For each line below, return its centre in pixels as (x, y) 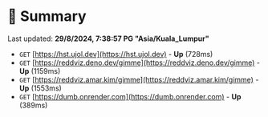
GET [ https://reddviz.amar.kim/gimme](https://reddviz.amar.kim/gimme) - (139, 79)
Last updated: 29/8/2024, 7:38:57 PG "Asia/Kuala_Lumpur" (108, 38)
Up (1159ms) (40, 71)
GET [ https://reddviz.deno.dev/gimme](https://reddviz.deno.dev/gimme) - (140, 63)
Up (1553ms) (40, 88)
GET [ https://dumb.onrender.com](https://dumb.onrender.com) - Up (130, 96)
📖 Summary (47, 16)
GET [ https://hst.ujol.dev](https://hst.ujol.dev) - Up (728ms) (116, 54)
